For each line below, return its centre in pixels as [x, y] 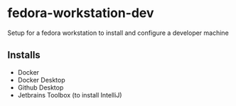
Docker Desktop [41, 80]
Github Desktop [41, 88]
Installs [24, 55]
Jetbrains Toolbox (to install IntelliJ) [70, 95]
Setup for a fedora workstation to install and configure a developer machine [118, 33]
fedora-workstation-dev [81, 13]
